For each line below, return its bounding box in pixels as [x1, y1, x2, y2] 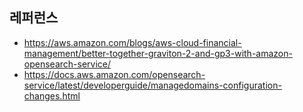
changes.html [23, 89, 81, 102]
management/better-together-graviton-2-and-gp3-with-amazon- [23, 47, 293, 59]
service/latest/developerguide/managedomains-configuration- [23, 79, 282, 91]
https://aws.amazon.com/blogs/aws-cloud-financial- [23, 36, 242, 48]
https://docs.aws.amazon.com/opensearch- [23, 68, 206, 80]
